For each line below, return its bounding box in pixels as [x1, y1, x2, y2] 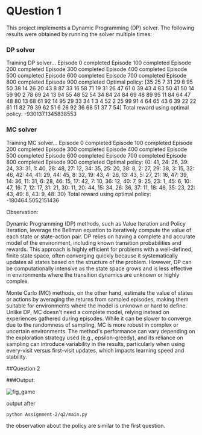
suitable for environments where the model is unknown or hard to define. [6, 302, 188, 309]
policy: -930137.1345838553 [6, 110, 77, 118]
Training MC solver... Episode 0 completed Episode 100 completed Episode [6, 139, 193, 146]
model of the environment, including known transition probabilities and [6, 239, 182, 246]
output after [6, 400, 36, 407]
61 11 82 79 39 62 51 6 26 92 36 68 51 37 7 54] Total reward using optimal [6, 104, 189, 111]
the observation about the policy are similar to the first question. [6, 422, 166, 430]
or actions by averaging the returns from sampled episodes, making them [6, 295, 189, 303]
